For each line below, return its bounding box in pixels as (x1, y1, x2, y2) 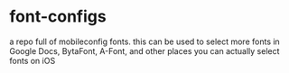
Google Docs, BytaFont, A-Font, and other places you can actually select (9, 45, 280, 56)
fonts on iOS (9, 55, 56, 66)
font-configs (9, 6, 107, 27)
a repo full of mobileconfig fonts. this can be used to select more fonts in (9, 36, 280, 47)
